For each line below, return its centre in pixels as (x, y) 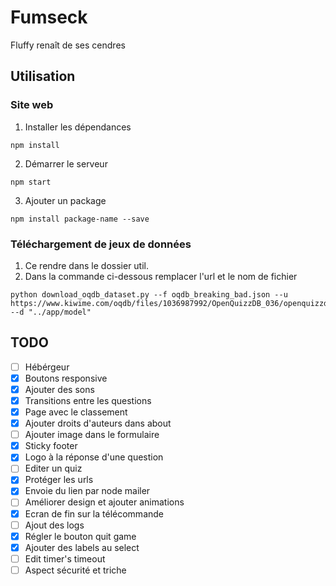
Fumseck (49, 17)
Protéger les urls (59, 480)
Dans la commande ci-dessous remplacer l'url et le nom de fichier (161, 276)
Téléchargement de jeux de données (101, 244)
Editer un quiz (53, 468)
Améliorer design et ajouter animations (104, 502)
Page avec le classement (76, 412)
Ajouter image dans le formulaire (92, 435)
